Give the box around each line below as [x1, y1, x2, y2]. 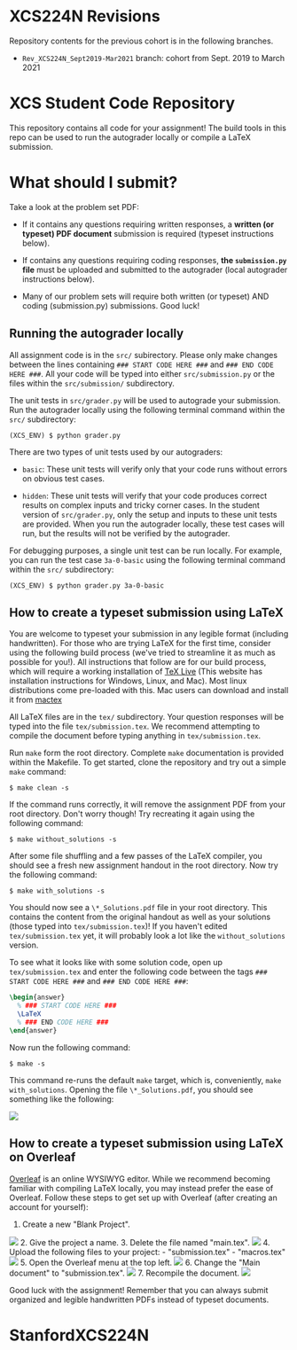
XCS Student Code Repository [9, 93, 236, 113]
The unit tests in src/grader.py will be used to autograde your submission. [9, 394, 281, 405]
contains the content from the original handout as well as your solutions [9, 911, 271, 923]
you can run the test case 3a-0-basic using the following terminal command [9, 554, 286, 565]
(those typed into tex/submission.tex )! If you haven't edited [9, 921, 228, 932]
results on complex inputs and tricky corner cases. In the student [21, 499, 260, 511]
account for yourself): [9, 1201, 89, 1212]
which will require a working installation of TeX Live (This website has [9, 667, 263, 677]
